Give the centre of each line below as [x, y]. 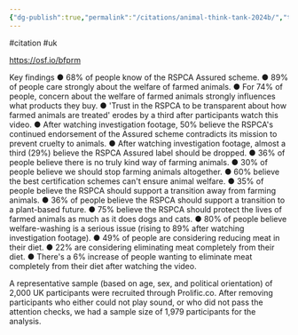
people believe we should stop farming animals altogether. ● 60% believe [145, 171]
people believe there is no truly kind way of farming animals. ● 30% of [139, 162]
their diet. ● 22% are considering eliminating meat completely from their [142, 247]
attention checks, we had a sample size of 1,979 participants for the [133, 311]
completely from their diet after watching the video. [103, 266]
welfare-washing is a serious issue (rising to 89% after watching [127, 228]
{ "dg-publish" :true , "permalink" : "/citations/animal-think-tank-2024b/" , [146, 17]
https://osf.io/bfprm [45, 60]
